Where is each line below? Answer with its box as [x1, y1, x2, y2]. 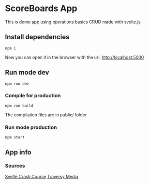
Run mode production [5, 124, 57, 131]
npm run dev [5, 81, 29, 86]
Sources [5, 163, 25, 169]
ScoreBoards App [5, 3, 77, 14]
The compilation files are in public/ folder [5, 112, 87, 118]
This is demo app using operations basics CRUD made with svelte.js [5, 19, 141, 25]
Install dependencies [5, 33, 70, 41]
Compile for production [5, 92, 61, 99]
